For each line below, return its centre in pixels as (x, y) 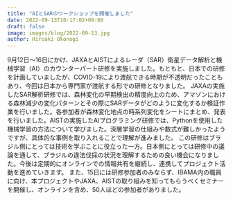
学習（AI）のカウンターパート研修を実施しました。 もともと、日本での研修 (119, 69)
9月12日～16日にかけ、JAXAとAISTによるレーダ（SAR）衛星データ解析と (112, 60)
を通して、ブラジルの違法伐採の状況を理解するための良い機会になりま (113, 155)
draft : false (26, 26)
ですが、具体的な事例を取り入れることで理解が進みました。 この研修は (108, 138)
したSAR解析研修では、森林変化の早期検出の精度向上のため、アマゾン (107, 95)
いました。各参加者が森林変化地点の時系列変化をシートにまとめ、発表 (126, 112)
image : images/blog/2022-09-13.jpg (59, 33)
